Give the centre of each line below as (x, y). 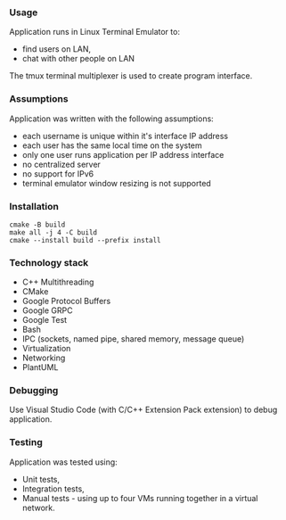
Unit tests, (41, 479)
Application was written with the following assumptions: (111, 119)
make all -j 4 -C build (53, 232)
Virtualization (46, 349)
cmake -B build (37, 225)
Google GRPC (47, 310)
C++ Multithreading (58, 282)
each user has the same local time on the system (112, 145)
